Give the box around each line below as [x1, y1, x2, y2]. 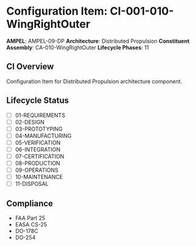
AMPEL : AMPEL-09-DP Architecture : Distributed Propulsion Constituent [6, 37, 190, 44]
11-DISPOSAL [15, 180, 49, 188]
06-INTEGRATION [15, 146, 61, 153]
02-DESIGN [15, 118, 44, 125]
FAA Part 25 [15, 214, 46, 222]
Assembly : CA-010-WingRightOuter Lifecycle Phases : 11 [6, 44, 149, 51]
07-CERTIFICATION [15, 152, 65, 160]
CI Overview [6, 61, 54, 72]
